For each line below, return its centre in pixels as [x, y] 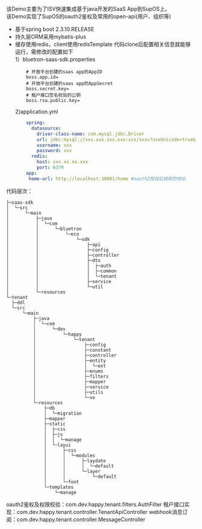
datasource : [46, 128]
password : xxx [54, 151]
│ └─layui [57, 445]
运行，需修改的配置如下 [44, 52]
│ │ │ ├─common [62, 271]
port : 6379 [50, 167]
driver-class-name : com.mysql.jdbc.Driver [91, 134]
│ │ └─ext [69, 366]
